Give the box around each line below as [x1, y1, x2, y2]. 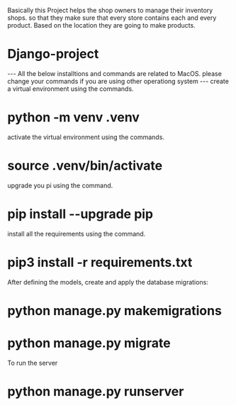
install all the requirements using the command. [7, 229, 146, 238]
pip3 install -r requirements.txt [7, 254, 193, 270]
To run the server [7, 358, 58, 367]
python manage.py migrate [7, 335, 172, 351]
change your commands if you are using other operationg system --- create [7, 77, 229, 85]
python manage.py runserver [7, 383, 184, 400]
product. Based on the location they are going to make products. [7, 21, 196, 29]
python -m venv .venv [7, 109, 140, 126]
